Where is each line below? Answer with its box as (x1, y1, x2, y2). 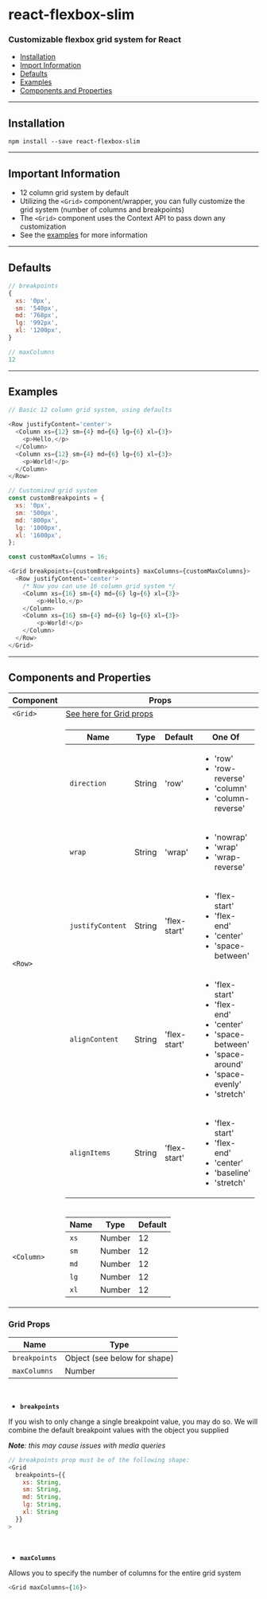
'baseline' (214, 1167, 251, 1178)
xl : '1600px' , (15, 531, 62, 539)
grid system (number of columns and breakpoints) (19, 205, 185, 214)
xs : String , (22, 1478, 62, 1487)
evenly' (214, 1078, 242, 1089)
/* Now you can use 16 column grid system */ (22, 582, 176, 590)
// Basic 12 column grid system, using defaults (8, 406, 172, 414)
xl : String (22, 1508, 59, 1516)
